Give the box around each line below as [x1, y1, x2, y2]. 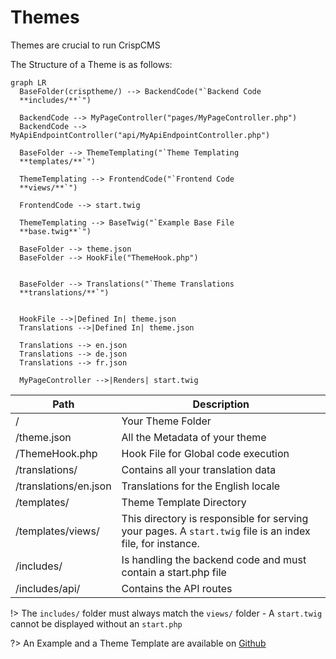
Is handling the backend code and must [121, 552, 307, 566]
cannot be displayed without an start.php [10, 617, 183, 630]
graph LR [10, 77, 47, 88]
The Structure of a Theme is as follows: [10, 58, 173, 70]
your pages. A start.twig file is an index [121, 524, 311, 538]
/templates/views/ [15, 524, 100, 538]
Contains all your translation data [121, 462, 277, 476]
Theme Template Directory [121, 495, 247, 509]
